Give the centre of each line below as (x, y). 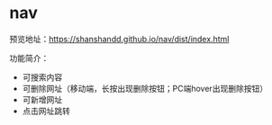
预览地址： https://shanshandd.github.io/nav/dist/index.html (119, 39)
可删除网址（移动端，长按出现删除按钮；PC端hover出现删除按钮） (145, 88)
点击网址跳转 (46, 111)
